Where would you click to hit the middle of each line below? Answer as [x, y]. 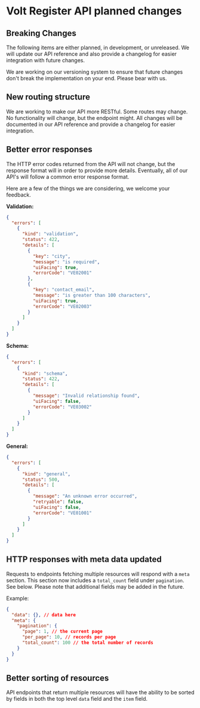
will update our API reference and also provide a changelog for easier [92, 54]
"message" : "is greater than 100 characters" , [92, 295]
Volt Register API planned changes [94, 11]
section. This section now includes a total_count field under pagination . [95, 580]
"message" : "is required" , [66, 262]
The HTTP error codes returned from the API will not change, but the [91, 164]
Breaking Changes [41, 33]
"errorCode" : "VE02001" [62, 273]
